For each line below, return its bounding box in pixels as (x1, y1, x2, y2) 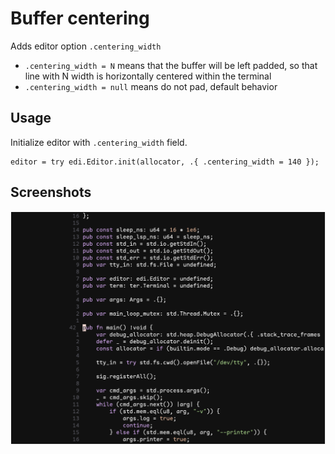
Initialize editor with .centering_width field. (10, 136, 188, 148)
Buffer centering (10, 7, 150, 30)
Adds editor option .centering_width (10, 40, 162, 52)
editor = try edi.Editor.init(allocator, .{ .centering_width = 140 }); (10, 157, 320, 167)
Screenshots (10, 184, 92, 201)
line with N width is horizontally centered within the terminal (24, 70, 272, 82)
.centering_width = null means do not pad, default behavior (24, 80, 278, 92)
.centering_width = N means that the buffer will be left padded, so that (24, 59, 318, 71)
